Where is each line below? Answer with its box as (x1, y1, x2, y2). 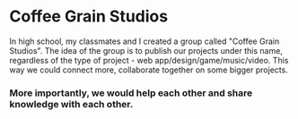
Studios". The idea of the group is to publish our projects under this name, (9, 45, 283, 55)
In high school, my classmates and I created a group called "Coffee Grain (9, 36, 280, 47)
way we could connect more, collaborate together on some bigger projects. (9, 64, 289, 75)
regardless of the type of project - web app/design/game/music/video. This (9, 55, 289, 65)
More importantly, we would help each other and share (9, 87, 253, 99)
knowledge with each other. (9, 98, 134, 110)
